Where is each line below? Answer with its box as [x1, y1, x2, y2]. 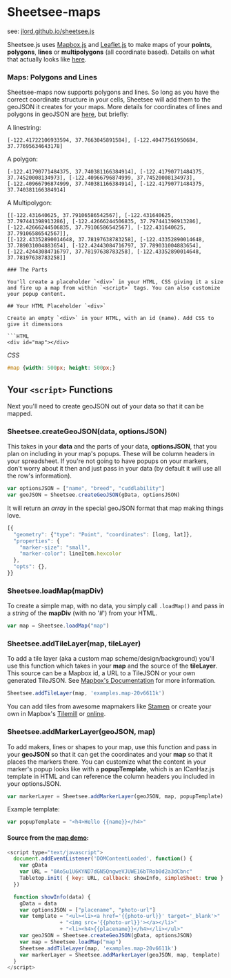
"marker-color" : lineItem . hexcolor [19, 550, 122, 557]
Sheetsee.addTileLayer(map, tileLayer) [7, 639, 141, 648]
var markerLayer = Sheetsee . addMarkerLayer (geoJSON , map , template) [19, 951, 221, 958]
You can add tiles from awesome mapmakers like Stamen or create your [7, 702, 212, 711]
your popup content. [7, 291, 67, 298]
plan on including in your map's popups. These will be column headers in [7, 450, 215, 458]
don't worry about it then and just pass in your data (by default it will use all [7, 464, 221, 473]
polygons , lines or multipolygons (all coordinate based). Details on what [7, 48, 215, 56]
